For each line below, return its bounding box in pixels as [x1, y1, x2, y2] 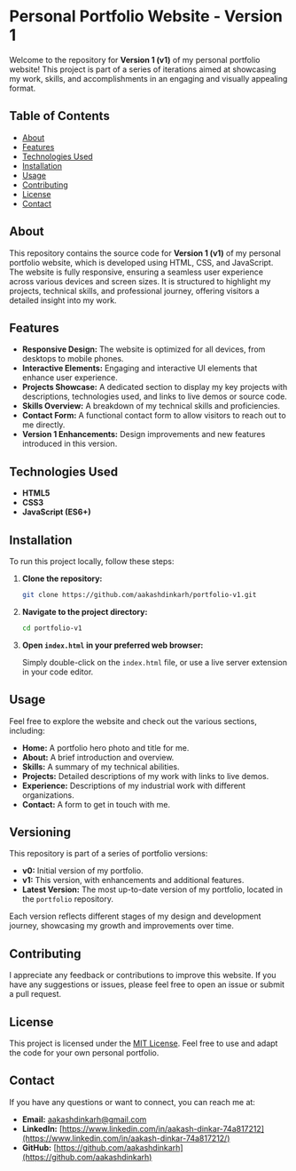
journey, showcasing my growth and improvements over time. [9, 920, 235, 931]
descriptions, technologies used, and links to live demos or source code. [21, 391, 288, 402]
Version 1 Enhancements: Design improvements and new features [21, 429, 266, 440]
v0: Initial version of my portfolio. [21, 865, 144, 876]
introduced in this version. [21, 438, 118, 450]
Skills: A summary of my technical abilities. [21, 761, 180, 772]
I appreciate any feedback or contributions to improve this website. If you [9, 970, 277, 981]
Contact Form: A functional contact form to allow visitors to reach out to [21, 410, 286, 421]
